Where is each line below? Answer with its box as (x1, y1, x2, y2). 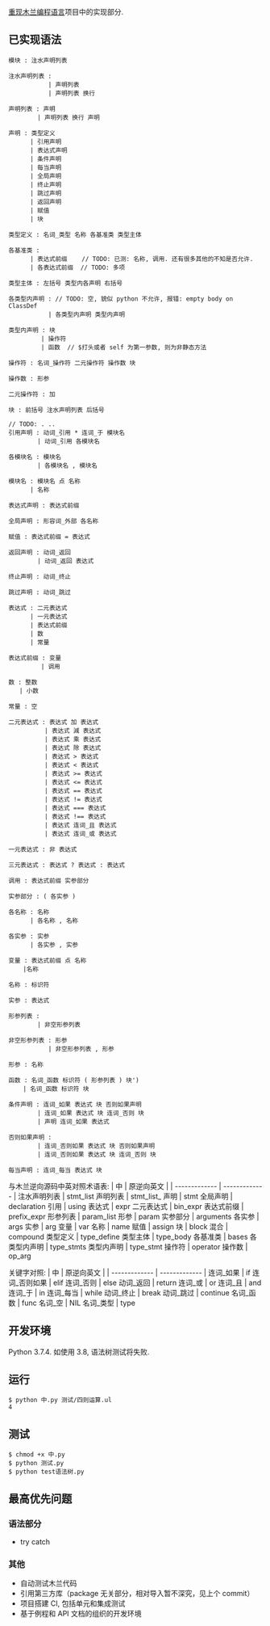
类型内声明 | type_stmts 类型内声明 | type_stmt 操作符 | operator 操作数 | (8, 1241, 248, 1251)
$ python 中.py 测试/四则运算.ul (8, 1396, 112, 1405)
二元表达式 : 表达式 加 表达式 (8, 718, 99, 726)
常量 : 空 (8, 702, 38, 710)
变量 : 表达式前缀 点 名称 (8, 956, 87, 964)
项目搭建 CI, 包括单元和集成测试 (19, 1599, 126, 1608)
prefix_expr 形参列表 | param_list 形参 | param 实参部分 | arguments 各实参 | (8, 1211, 260, 1221)
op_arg (8, 1251, 31, 1261)
